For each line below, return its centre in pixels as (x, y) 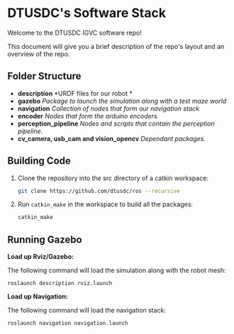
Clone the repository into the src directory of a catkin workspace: (113, 178)
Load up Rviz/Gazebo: (41, 257)
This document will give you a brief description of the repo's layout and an (116, 46)
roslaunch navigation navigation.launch (68, 323)
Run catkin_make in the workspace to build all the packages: (105, 204)
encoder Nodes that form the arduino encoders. (88, 116)
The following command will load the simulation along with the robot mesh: (117, 270)
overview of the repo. (39, 54)
